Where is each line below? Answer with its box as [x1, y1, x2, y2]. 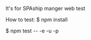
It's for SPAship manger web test [5, 5, 86, 12]
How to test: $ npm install [5, 16, 68, 23]
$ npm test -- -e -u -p [5, 27, 59, 34]
